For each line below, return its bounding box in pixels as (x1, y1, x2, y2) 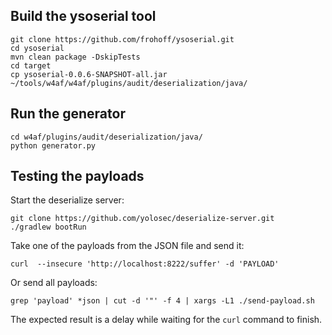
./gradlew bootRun (10, 222, 87, 233)
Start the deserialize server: (10, 194, 125, 206)
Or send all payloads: (10, 277, 98, 289)
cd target (10, 60, 52, 71)
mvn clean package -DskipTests (10, 52, 141, 62)
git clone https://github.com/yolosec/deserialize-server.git (10, 214, 275, 224)
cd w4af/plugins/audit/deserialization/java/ (10, 132, 203, 142)
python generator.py (10, 140, 97, 151)
